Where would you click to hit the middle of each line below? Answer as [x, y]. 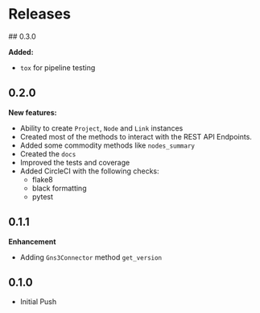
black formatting [59, 188]
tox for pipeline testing [58, 67]
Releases [39, 14]
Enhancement [32, 241]
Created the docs [48, 153]
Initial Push [38, 302]
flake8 [43, 179]
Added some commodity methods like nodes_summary [107, 145]
